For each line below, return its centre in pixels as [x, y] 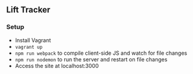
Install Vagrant [33, 40]
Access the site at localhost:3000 [57, 66]
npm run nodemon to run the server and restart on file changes [91, 59]
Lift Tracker [28, 10]
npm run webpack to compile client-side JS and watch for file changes [101, 53]
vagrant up [29, 47]
